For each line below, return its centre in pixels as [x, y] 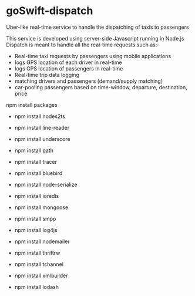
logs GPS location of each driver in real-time [68, 62]
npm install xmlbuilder [41, 275]
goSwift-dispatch [50, 11]
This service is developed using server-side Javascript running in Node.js [95, 38]
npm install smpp [35, 218]
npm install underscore [42, 139]
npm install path [34, 150]
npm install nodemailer [42, 241]
